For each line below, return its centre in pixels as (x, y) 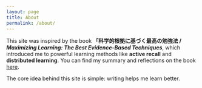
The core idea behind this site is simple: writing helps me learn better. (93, 78)
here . (13, 67)
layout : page (23, 12)
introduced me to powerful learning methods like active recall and (89, 54)
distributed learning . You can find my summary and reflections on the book (101, 60)
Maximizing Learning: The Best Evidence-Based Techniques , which (93, 48)
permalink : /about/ (31, 23)
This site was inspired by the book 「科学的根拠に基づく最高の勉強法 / (94, 41)
